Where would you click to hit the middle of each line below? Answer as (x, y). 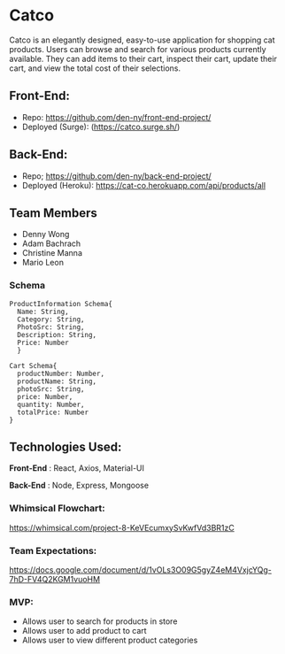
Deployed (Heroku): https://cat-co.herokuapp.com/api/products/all (144, 185)
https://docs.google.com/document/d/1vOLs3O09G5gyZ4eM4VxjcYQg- (141, 570)
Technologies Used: (65, 447)
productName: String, (57, 381)
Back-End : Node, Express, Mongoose (79, 485)
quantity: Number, (51, 404)
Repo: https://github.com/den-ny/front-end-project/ (116, 117)
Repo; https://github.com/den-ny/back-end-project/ (117, 176)
